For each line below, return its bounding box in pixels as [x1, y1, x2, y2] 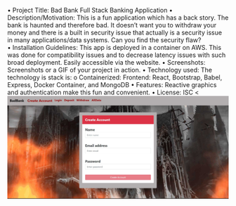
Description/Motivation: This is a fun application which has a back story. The [7, 13, 229, 22]
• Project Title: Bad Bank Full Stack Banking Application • [7, 6, 173, 14]
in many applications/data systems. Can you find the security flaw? [7, 36, 202, 44]
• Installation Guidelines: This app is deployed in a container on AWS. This [7, 44, 222, 51]
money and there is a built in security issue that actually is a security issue [7, 28, 223, 37]
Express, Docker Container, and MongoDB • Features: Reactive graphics [7, 81, 217, 89]
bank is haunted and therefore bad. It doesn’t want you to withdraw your [7, 21, 217, 29]
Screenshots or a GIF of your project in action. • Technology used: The [7, 66, 213, 74]
